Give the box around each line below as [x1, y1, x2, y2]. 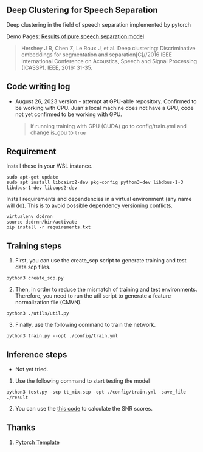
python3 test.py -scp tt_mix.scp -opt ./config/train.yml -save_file [6, 389, 187, 395]
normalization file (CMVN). [15, 299, 82, 306]
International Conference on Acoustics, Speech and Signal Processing [21, 57, 198, 64]
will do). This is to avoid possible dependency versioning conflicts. [6, 202, 173, 209]
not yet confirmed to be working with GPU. [15, 111, 123, 118]
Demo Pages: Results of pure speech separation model [6, 33, 145, 40]
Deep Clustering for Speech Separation [6, 5, 158, 15]
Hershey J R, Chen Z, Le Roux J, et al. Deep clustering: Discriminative [21, 44, 196, 52]
